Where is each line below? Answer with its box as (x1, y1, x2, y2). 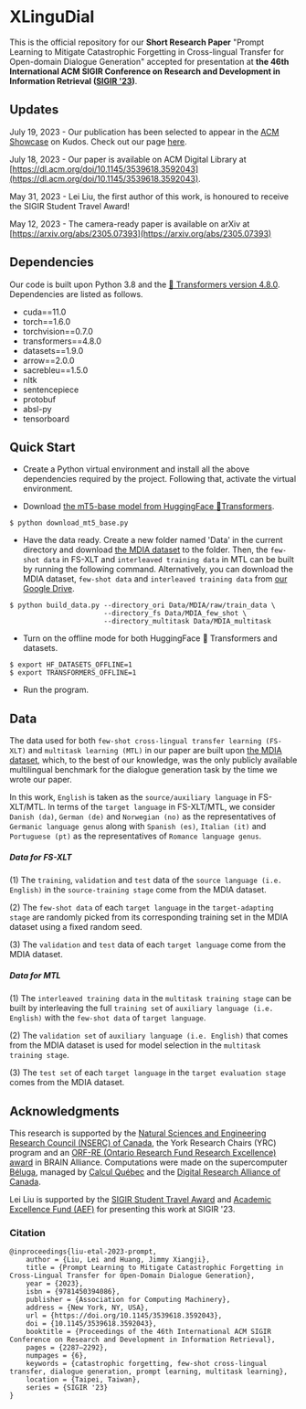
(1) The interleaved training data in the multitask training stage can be (9, 993, 292, 1004)
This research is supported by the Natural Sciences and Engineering (9, 1127, 267, 1138)
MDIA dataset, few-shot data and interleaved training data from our (22, 573, 288, 584)
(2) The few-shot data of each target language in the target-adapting (9, 902, 274, 913)
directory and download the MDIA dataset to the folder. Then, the (22, 544, 269, 555)
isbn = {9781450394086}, (26, 1287, 121, 1297)
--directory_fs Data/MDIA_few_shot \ (103, 609, 248, 618)
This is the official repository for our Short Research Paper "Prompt (9, 37, 265, 48)
